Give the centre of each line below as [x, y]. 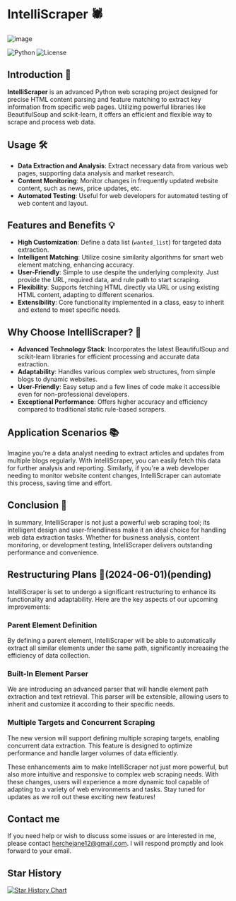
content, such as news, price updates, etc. [79, 188]
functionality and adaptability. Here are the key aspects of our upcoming [113, 599]
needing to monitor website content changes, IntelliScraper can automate [114, 476]
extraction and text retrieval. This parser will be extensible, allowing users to [118, 697]
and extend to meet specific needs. [69, 310]
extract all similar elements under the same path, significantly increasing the [118, 648]
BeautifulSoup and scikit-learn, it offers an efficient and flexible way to [110, 114]
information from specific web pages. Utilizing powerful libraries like [107, 107]
